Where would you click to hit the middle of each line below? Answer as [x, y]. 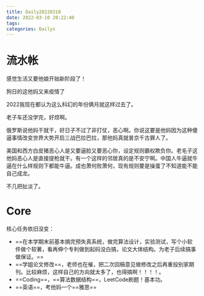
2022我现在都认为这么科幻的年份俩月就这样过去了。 [71, 104]
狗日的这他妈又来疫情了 [36, 92]
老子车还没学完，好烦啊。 [38, 117]
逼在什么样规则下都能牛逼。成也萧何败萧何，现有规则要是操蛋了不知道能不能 [102, 166]
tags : [13, 23]
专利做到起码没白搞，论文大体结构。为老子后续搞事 [132, 249]
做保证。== [29, 257]
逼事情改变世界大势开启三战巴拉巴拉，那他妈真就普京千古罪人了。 [89, 138]
